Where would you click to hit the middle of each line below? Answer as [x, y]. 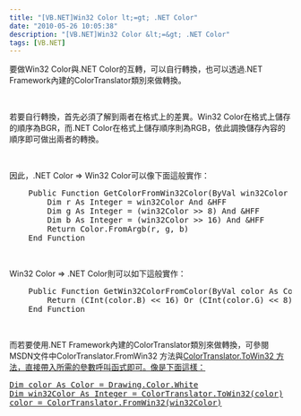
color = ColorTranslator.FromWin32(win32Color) [116, 403]
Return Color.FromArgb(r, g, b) [118, 229]
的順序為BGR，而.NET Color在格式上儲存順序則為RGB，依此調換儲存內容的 [147, 128]
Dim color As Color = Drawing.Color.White [104, 385]
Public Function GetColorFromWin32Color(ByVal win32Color [158, 193]
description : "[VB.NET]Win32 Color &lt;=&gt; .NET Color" [120, 34]
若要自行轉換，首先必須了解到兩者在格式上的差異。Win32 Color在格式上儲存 [150, 117]
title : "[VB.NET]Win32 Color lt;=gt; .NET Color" [104, 17]
